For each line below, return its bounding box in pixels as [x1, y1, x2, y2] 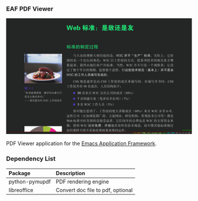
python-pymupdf [8, 178, 51, 185]
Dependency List [6, 155, 56, 163]
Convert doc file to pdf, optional [55, 186, 133, 193]
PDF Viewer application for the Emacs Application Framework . [6, 140, 157, 147]
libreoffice [8, 186, 34, 193]
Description [55, 170, 85, 177]
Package [8, 170, 31, 177]
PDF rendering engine [55, 178, 109, 185]
